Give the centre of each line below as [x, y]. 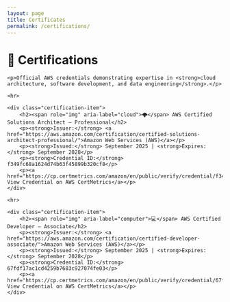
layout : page [26, 13]
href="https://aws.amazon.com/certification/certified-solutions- [104, 135]
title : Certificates [37, 20]
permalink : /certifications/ [49, 26]
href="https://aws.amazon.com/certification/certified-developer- [104, 239]
